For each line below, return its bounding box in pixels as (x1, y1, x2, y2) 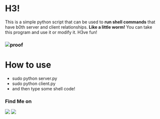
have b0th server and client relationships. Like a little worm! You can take (5, 24, 153, 30)
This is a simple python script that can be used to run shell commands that (5, 19, 156, 25)
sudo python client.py (12, 81, 56, 86)
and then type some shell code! (12, 85, 75, 91)
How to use (5, 59, 51, 70)
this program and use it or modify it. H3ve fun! (5, 29, 97, 35)
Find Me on (5, 98, 32, 104)
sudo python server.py (12, 75, 57, 81)
